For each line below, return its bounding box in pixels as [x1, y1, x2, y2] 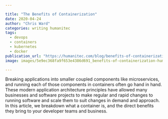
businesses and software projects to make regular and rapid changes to [5, 92, 153, 98]
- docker [9, 48, 28, 54]
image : [5, 58, 19, 63]
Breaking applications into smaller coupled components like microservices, [5, 76, 159, 82]
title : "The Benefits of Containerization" [5, 11, 97, 16]
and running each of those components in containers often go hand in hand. [5, 81, 162, 87]
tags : [5, 30, 16, 35]
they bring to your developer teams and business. [5, 108, 107, 114]
